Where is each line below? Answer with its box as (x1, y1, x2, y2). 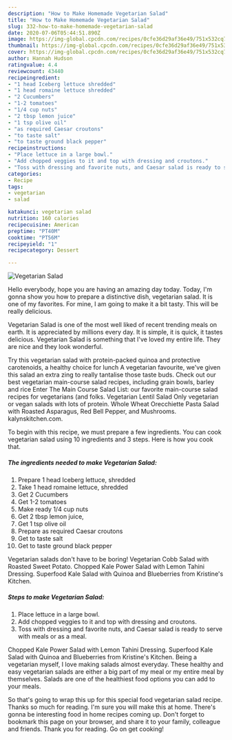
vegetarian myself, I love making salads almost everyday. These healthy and (8, 660, 224, 669)
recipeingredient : (8, 74, 61, 81)
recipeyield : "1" (8, 241, 58, 248)
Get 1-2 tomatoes (17, 498, 67, 506)
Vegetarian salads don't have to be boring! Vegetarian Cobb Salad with (8, 555, 209, 563)
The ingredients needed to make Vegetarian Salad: (8, 458, 158, 466)
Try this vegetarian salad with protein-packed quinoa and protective (8, 356, 200, 364)
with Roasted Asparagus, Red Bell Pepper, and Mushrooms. (8, 408, 177, 416)
